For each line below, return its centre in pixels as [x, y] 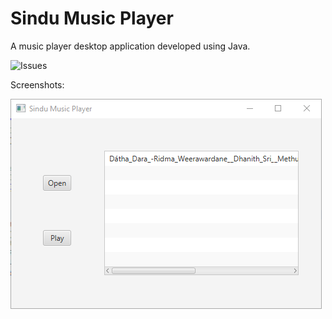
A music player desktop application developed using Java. [130, 46]
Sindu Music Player [92, 18]
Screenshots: [37, 84]
